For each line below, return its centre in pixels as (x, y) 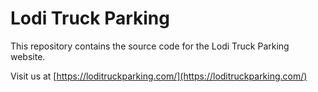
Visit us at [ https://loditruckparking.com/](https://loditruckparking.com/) (159, 76)
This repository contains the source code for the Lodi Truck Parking (150, 46)
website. (28, 56)
